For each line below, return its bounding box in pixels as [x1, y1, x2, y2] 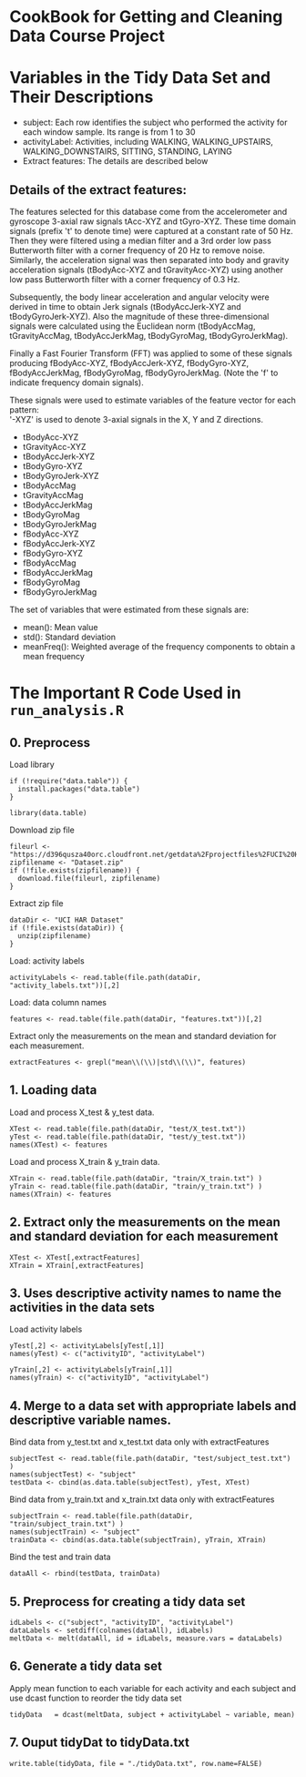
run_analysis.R [9, 702, 125, 720]
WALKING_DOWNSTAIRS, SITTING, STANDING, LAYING [22, 146, 232, 157]
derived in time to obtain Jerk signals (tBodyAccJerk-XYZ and [9, 301, 241, 311]
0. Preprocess [9, 735, 91, 751]
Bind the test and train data [9, 1551, 111, 1563]
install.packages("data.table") [17, 784, 141, 793]
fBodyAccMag [22, 557, 76, 568]
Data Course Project [9, 26, 166, 46]
